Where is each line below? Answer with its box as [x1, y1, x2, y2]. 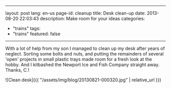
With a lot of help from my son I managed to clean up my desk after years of [5, 45, 165, 51]
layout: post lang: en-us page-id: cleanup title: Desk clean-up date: [5, 10, 146, 16]
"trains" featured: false [12, 31, 61, 37]
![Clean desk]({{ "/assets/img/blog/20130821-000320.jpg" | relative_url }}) [5, 77, 161, 83]
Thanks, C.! [5, 67, 30, 73]
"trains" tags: [12, 25, 41, 31]
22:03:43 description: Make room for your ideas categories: [19, 16, 145, 21]
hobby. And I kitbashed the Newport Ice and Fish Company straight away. [5, 62, 160, 68]
